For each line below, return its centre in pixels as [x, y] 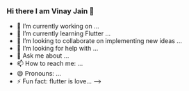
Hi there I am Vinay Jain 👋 [50, 11]
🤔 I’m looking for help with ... [57, 49]
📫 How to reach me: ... [50, 64]
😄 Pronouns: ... [39, 74]
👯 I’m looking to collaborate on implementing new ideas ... [99, 41]
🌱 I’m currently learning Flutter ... [64, 33]
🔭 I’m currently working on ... [58, 26]
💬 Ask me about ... [43, 56]
